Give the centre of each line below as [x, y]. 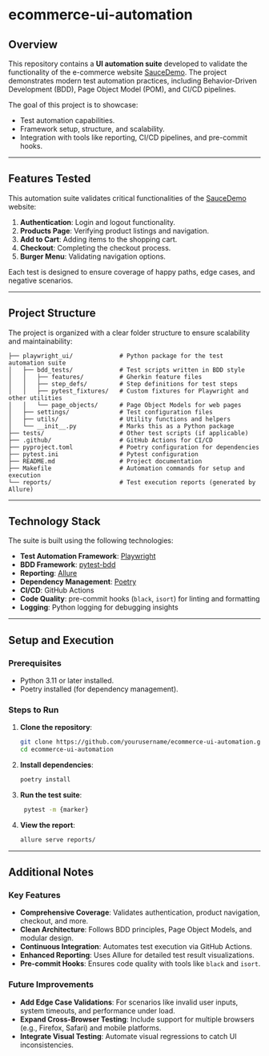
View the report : [48, 825]
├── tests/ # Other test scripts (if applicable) [128, 433]
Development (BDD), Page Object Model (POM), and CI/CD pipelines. [122, 89]
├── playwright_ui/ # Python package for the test [116, 356]
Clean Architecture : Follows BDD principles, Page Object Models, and [136, 930]
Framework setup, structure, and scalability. [92, 129]
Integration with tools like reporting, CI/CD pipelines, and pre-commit [134, 137]
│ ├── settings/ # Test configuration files [111, 412]
